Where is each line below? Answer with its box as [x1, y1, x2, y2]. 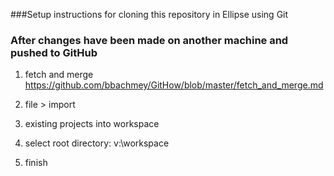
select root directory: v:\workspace [24, 137, 170, 149]
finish [24, 157, 48, 169]
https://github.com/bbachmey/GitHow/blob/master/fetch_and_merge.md [24, 79, 324, 91]
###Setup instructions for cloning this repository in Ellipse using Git [10, 9, 289, 20]
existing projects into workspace [24, 118, 160, 130]
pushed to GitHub [10, 45, 98, 59]
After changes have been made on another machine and [10, 33, 289, 47]
